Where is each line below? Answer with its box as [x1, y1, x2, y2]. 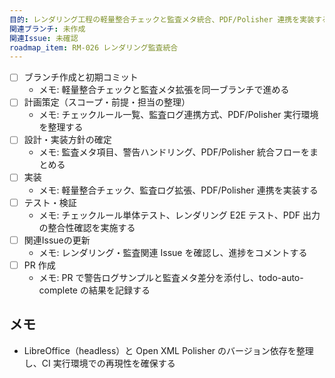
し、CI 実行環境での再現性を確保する [23, 357, 176, 369]
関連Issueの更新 [23, 234, 91, 246]
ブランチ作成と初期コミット [23, 71, 139, 83]
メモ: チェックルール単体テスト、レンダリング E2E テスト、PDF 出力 [38, 209, 321, 221]
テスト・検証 [23, 196, 77, 208]
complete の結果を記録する [38, 284, 151, 296]
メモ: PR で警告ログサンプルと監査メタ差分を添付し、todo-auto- [38, 271, 304, 283]
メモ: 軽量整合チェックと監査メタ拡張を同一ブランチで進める [38, 84, 290, 96]
